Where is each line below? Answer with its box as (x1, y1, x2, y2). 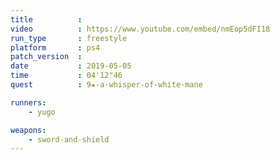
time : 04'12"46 (10, 71, 123, 81)
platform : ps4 (10, 42, 101, 53)
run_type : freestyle (10, 33, 128, 43)
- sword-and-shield (28, 134, 110, 145)
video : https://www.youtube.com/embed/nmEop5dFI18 (10, 24, 271, 34)
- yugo (28, 107, 56, 117)
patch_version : (10, 52, 83, 62)
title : (10, 14, 83, 25)
